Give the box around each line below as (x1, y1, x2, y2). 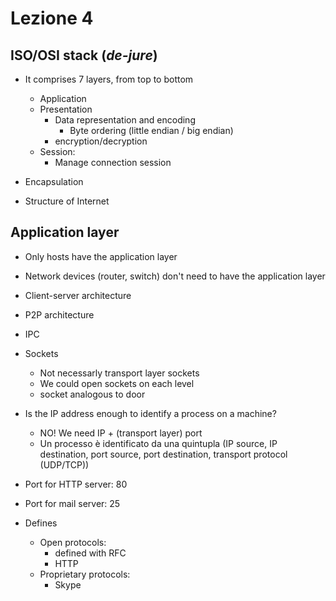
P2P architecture (24, 308, 95, 321)
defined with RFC (54, 547, 127, 559)
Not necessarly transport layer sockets (39, 367, 200, 379)
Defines (24, 517, 58, 529)
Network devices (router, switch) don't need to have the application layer (24, 270, 326, 282)
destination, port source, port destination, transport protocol (39, 448, 288, 460)
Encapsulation (24, 176, 84, 187)
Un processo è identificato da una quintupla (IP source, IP (39, 437, 278, 449)
